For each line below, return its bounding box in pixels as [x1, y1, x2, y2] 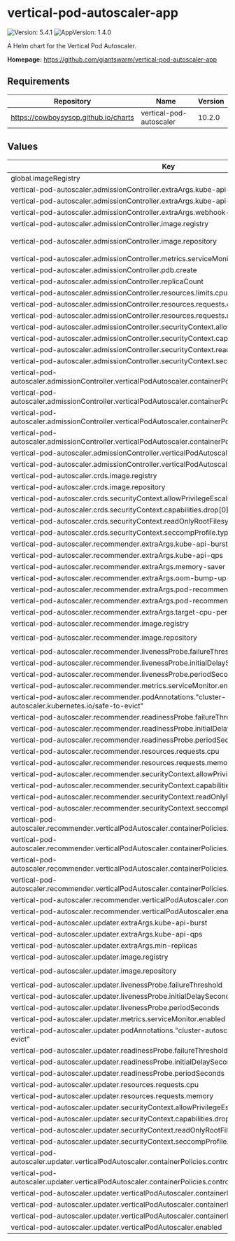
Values [7, 141, 38, 153]
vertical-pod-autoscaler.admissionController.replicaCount [10, 276, 204, 286]
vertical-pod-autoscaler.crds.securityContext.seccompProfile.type [10, 527, 233, 537]
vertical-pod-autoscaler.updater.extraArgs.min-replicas [10, 940, 198, 950]
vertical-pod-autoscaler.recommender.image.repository [10, 632, 197, 642]
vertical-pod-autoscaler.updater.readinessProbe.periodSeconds [10, 1068, 225, 1078]
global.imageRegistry [10, 173, 80, 183]
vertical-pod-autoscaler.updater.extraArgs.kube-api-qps [10, 929, 203, 939]
